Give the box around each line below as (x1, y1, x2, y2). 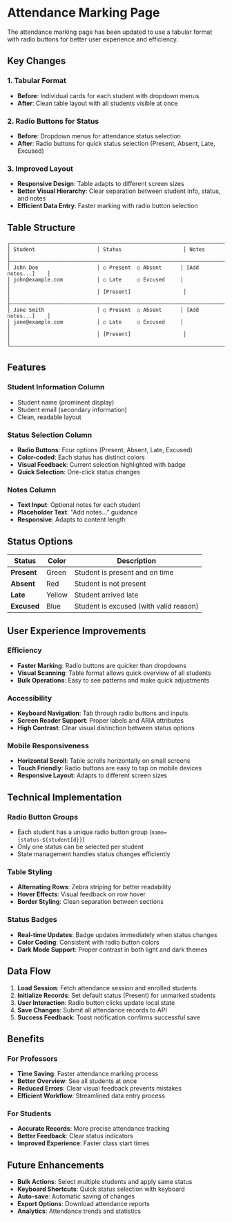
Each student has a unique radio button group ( (17, 828, 152, 836)
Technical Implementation (7, 791, 122, 803)
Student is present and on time (74, 568, 174, 577)
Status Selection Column (7, 430, 93, 440)
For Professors (7, 1053, 58, 1063)
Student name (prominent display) (17, 398, 115, 406)
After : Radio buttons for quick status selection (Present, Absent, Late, (17, 139, 215, 147)
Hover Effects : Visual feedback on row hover (17, 890, 146, 898)
